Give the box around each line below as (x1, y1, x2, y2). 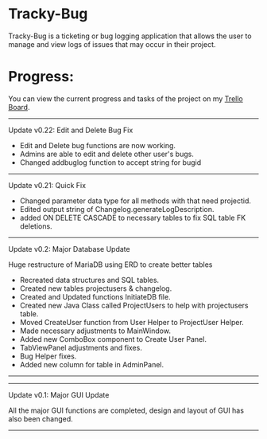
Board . (8, 102, 30, 112)
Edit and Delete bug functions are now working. (19, 140, 176, 150)
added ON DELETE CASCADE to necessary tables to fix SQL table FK (19, 213, 246, 222)
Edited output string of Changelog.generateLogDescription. (19, 204, 215, 214)
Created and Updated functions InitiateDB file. (19, 292, 171, 301)
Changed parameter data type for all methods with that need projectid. (19, 196, 252, 206)
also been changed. (8, 414, 73, 423)
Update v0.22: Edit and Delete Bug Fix (8, 125, 133, 135)
